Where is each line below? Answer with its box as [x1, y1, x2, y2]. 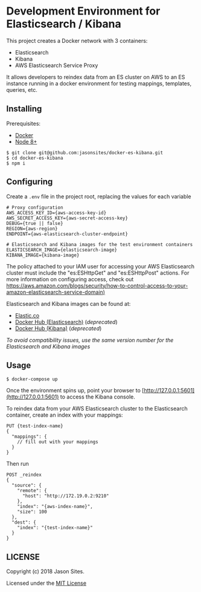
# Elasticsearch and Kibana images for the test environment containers [6, 241, 193, 247]
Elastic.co [14, 311, 40, 319]
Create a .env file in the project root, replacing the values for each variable [6, 192, 191, 200]
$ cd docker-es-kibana [6, 155, 63, 161]
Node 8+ [14, 138, 37, 145]
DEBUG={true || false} [6, 220, 63, 226]
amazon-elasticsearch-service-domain [6, 288, 104, 296]
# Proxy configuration [6, 204, 63, 210]
